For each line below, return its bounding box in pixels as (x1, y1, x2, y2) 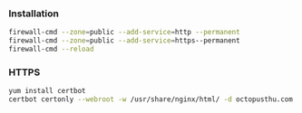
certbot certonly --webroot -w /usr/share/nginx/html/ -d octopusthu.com (8, 95, 294, 104)
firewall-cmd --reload (8, 44, 94, 54)
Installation (8, 7, 60, 20)
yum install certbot (8, 87, 87, 96)
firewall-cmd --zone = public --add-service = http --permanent (8, 28, 241, 37)
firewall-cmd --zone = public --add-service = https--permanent (8, 36, 241, 45)
